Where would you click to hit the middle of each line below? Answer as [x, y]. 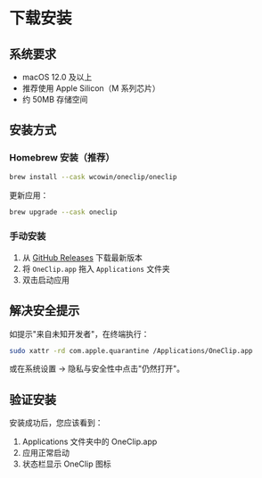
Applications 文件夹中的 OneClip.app [90, 441]
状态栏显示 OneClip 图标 [66, 464]
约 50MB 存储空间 [55, 99]
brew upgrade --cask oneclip [63, 212]
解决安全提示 [45, 311]
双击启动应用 [45, 280]
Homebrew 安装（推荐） [62, 158]
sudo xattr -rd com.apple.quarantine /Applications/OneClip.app [131, 350]
